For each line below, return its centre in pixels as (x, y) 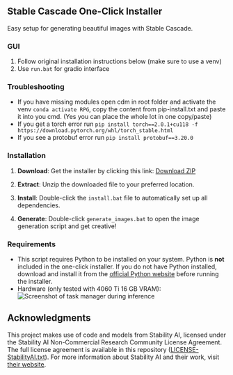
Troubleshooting (36, 87)
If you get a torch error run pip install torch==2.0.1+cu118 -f (107, 124)
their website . (27, 364)
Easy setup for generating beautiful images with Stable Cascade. (100, 28)
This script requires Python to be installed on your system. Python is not (121, 259)
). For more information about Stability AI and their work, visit (132, 357)
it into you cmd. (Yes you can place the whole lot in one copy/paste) (114, 117)
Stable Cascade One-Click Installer (85, 11)
